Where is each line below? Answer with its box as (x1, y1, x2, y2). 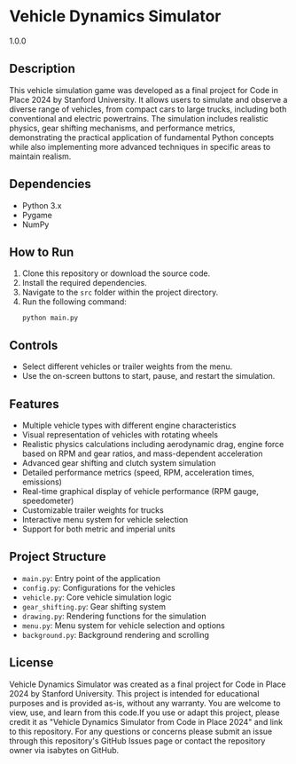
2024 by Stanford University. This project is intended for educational (9, 688, 260, 698)
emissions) (21, 477, 62, 487)
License (9, 655, 54, 671)
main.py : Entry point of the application (21, 572, 161, 583)
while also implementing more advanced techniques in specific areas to (9, 141, 271, 152)
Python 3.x (21, 200, 62, 210)
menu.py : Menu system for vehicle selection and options (21, 619, 226, 631)
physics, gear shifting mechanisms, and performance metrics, (9, 122, 236, 133)
